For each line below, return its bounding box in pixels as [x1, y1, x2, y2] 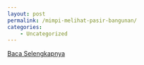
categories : [7, 23, 42, 30]
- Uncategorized [20, 30, 68, 37]
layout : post [7, 10, 46, 18]
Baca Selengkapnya [7, 49, 66, 58]
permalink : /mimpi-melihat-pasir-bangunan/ [7, 17, 138, 24]
